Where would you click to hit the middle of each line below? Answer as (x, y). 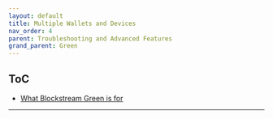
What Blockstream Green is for (71, 98)
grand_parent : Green (43, 46)
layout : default (36, 16)
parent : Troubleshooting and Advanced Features (91, 38)
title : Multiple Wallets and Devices (72, 23)
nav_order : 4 (30, 31)
